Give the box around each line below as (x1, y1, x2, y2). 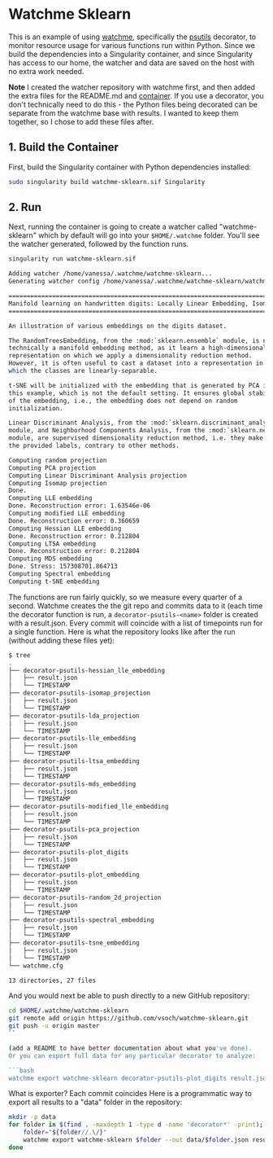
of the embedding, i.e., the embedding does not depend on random (8, 397, 238, 405)
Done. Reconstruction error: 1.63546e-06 (8, 502, 151, 510)
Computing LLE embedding (8, 494, 93, 502)
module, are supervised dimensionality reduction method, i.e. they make (8, 434, 264, 442)
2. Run (8, 200, 42, 214)
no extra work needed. (8, 66, 84, 76)
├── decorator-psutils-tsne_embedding (8, 939, 140, 947)
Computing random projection (8, 456, 107, 464)
